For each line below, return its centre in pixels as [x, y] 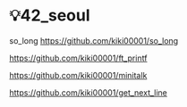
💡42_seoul [50, 16]
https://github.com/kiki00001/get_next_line [89, 92]
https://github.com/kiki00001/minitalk [78, 75]
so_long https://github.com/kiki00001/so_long [94, 40]
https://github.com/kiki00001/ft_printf [78, 58]
